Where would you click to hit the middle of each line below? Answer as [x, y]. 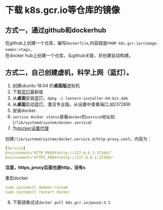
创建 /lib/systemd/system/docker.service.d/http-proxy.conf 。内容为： [79, 139]
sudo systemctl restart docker [38, 192]
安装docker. [24, 110]
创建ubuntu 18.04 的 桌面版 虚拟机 [46, 86]
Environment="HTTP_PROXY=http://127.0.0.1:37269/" [59, 153]
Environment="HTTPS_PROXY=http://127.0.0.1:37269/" [60, 157]
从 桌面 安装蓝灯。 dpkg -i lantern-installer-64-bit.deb [70, 98]
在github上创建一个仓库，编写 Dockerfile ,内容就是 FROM [61, 43]
